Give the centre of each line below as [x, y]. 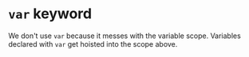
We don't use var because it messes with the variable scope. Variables [125, 36]
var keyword [50, 14]
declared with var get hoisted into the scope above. [93, 44]
